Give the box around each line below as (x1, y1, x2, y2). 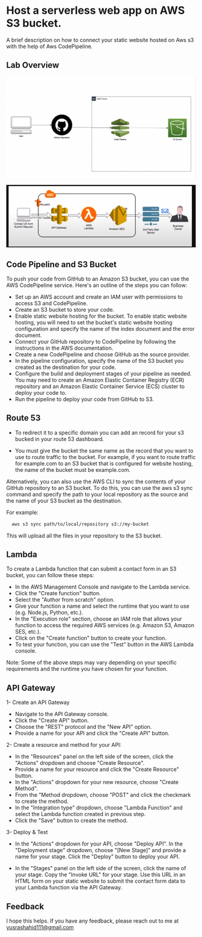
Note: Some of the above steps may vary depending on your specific (6, 659, 177, 666)
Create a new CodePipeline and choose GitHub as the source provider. (14, 350, 191, 358)
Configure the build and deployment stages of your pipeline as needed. (14, 370, 192, 377)
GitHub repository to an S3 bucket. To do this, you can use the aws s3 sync (6, 484, 194, 491)
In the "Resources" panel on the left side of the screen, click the (14, 753, 174, 760)
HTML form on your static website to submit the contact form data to (14, 877, 186, 885)
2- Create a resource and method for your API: (6, 741, 122, 749)
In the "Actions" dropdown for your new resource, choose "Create (14, 779, 179, 786)
